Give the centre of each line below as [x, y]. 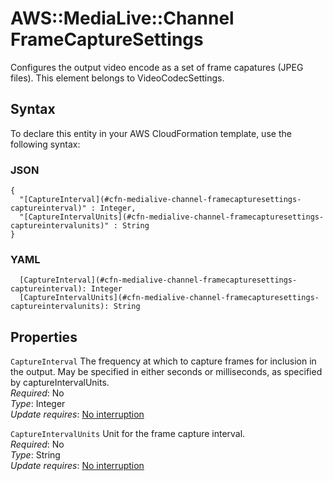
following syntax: [45, 144]
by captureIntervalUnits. [60, 383]
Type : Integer [38, 404]
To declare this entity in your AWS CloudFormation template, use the [151, 133]
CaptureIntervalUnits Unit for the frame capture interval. [128, 434]
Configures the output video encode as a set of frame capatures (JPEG [157, 67]
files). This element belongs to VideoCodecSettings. [117, 78]
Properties [44, 337]
